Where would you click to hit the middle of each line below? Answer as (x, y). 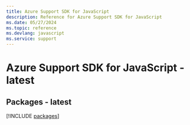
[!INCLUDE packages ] (33, 116)
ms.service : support (32, 39)
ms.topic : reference (32, 28)
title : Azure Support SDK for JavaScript (58, 11)
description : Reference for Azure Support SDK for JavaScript (84, 17)
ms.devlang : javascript (35, 33)
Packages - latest (39, 102)
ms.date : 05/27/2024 (32, 22)
